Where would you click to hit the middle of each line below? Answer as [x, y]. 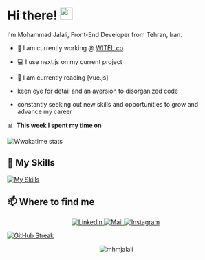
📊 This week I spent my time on [54, 125]
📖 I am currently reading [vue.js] [63, 77]
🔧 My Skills [31, 163]
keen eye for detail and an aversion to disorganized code [98, 91]
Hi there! [32, 15]
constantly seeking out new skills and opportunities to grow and [108, 104]
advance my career [44, 111]
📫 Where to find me [51, 202]
